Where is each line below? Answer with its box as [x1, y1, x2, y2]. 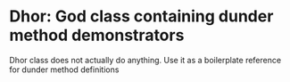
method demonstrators [9, 25, 185, 45]
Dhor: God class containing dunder [9, 6, 274, 27]
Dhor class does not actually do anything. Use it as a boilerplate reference [9, 54, 282, 65]
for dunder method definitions [9, 64, 120, 75]
